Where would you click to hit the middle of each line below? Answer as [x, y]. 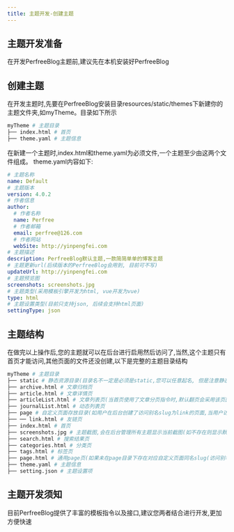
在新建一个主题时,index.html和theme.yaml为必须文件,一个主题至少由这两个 [114, 152]
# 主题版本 [21, 188]
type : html [23, 298]
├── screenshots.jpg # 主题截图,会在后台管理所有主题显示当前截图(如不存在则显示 [115, 432]
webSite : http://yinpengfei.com [61, 246]
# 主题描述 [21, 252]
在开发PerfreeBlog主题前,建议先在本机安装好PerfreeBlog [88, 62]
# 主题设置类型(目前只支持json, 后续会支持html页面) [76, 304]
